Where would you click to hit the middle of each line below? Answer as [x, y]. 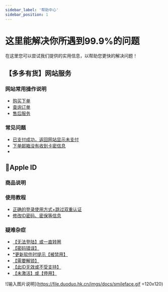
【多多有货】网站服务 [38, 73]
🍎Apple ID [21, 167]
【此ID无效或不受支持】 [37, 267]
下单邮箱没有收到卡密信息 [39, 146]
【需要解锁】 [26, 261]
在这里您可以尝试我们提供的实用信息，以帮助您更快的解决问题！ [71, 56]
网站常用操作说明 [26, 89]
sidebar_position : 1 [27, 15]
